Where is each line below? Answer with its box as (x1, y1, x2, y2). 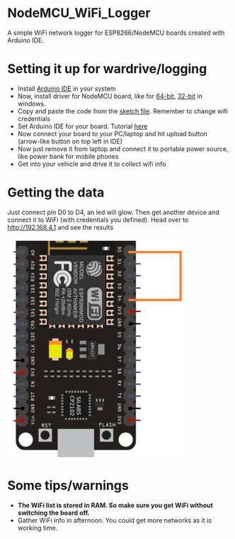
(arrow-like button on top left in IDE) (17, 137, 122, 145)
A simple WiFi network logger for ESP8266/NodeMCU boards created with (7, 28, 225, 37)
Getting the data (7, 184, 105, 201)
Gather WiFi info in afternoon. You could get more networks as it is (17, 516, 212, 524)
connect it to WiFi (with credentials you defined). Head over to (7, 215, 189, 224)
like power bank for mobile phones (17, 152, 119, 160)
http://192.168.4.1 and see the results (7, 223, 114, 231)
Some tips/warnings (7, 477, 129, 494)
